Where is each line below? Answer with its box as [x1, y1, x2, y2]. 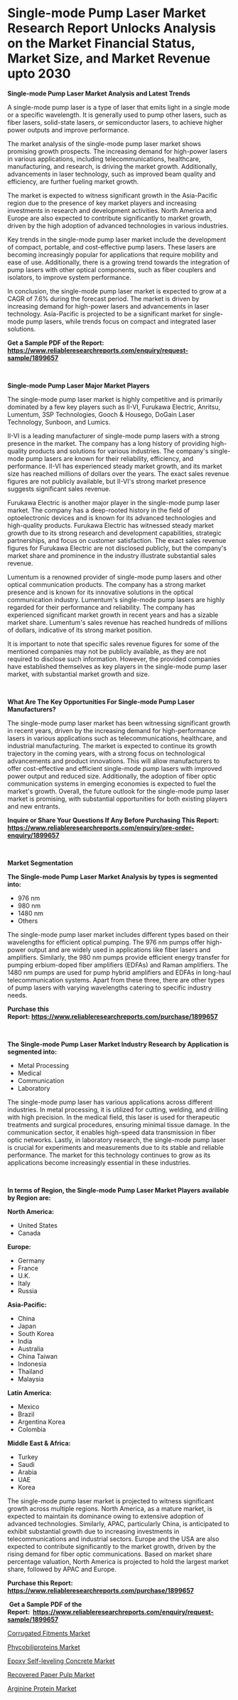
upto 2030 [7, 66, 71, 82]
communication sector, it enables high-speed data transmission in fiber [7, 1128, 216, 1136]
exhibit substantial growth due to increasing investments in [7, 1527, 180, 1535]
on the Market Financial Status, [7, 36, 195, 51]
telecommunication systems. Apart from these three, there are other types [7, 975, 225, 984]
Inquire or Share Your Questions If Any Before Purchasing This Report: [7, 816, 220, 824]
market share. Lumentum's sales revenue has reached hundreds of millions [7, 618, 227, 626]
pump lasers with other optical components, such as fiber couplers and [7, 265, 217, 274]
